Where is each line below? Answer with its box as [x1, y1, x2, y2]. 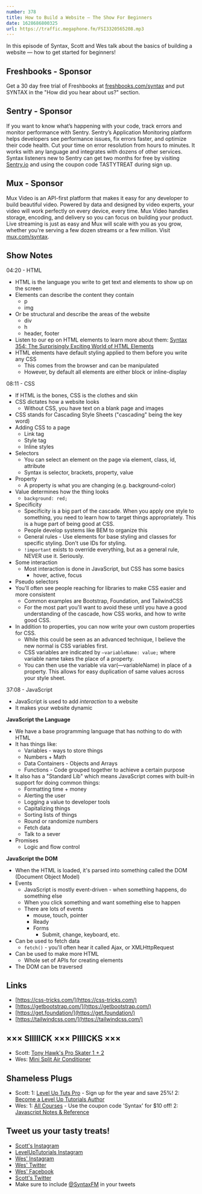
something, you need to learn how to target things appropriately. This [24, 513, 197, 521]
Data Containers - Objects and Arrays [24, 759, 118, 767]
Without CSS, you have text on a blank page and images [24, 404, 164, 412]
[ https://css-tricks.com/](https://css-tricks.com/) [14, 996, 137, 1004]
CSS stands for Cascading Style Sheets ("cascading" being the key [14, 410, 183, 418]
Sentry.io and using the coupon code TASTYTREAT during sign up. [6, 161, 172, 168]
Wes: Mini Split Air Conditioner [14, 1056, 92, 1063]
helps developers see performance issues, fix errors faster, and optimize [6, 135, 187, 142]
